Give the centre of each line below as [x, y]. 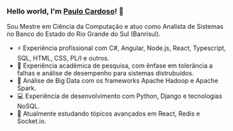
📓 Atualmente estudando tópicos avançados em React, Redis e [108, 114]
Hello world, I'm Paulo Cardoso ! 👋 [65, 11]
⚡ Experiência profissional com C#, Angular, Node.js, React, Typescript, [121, 48]
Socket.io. [32, 121]
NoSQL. [28, 106]
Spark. [27, 88]
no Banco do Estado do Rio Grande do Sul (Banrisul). [84, 34]
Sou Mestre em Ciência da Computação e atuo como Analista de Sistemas [115, 27]
